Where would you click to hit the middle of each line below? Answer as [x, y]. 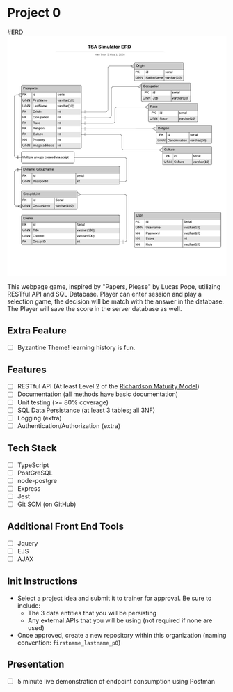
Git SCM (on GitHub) [47, 504]
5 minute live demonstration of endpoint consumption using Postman [116, 681]
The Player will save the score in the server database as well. [95, 308]
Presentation [36, 665]
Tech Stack [32, 448]
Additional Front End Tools [65, 527]
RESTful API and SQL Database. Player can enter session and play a [104, 294]
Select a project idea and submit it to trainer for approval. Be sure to [114, 598]
